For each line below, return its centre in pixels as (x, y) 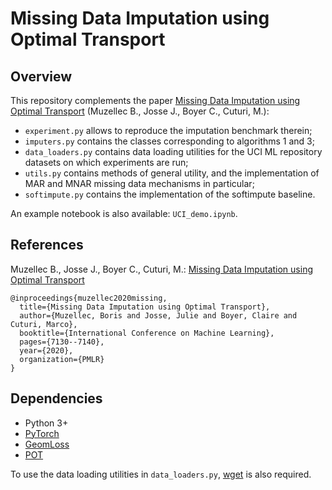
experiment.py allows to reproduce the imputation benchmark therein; (168, 130)
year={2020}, (46, 350)
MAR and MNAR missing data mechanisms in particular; (139, 183)
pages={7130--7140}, (62, 342)
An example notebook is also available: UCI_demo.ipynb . (124, 213)
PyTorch (42, 433)
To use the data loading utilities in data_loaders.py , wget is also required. (161, 474)
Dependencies (56, 398)
